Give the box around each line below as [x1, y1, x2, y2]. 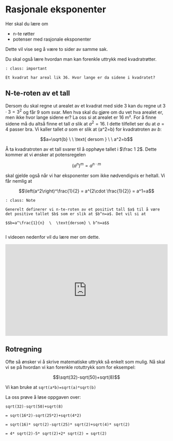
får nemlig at [5, 178, 32, 184]
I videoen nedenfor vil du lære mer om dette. [5, 234, 100, 240]
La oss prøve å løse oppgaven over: [5, 394, 81, 400]
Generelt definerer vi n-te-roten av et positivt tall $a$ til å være [5, 207, 160, 212]
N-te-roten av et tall [5, 89, 71, 98]
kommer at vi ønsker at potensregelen [5, 152, 86, 158]
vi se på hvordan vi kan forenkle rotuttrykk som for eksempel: [5, 364, 136, 370]
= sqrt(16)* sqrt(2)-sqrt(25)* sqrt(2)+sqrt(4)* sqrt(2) [5, 422, 130, 427]
